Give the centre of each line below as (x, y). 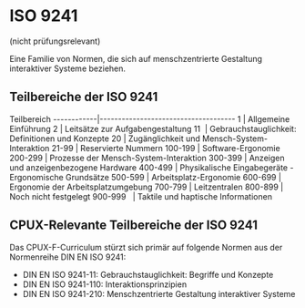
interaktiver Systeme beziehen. (67, 68)
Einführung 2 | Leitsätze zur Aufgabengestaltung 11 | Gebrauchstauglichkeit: (153, 128)
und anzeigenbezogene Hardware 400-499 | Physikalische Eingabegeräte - (152, 167)
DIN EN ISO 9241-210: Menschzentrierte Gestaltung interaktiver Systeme (159, 293)
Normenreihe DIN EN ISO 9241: (68, 257)
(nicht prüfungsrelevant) (55, 41)
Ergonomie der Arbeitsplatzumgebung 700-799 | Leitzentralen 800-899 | (147, 187)
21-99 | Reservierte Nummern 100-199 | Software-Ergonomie (166, 148)
